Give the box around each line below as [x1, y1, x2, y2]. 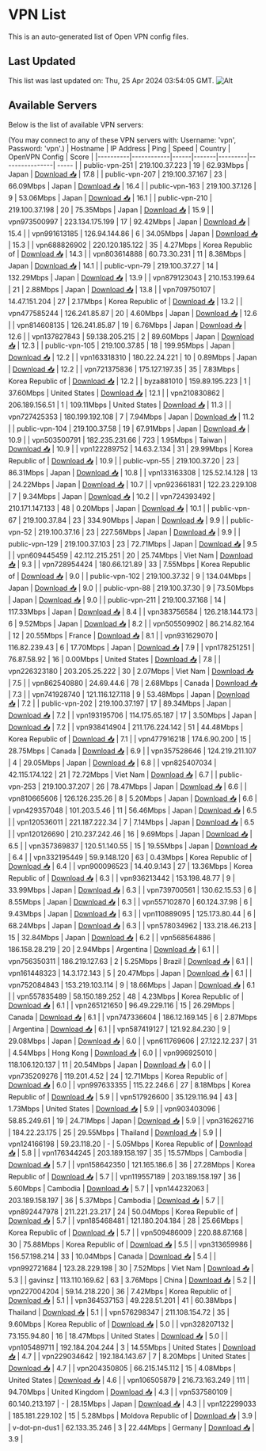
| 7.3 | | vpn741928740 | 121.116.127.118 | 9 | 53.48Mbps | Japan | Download [8, 689, 250, 699]
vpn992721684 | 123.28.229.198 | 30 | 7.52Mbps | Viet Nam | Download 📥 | [8, 1263, 254, 1273]
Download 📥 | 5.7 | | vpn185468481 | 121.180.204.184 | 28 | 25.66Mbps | [8, 1216, 244, 1225]
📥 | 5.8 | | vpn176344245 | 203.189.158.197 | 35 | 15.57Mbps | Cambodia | [8, 1148, 247, 1157]
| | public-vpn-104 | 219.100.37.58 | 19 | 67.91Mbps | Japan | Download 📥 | [8, 424, 250, 433]
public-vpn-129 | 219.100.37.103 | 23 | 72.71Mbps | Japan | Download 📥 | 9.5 [8, 539, 257, 548]
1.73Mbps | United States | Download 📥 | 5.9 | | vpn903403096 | [8, 1103, 220, 1114]
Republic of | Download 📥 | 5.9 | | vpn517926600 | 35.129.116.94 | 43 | [8, 1091, 237, 1102]
